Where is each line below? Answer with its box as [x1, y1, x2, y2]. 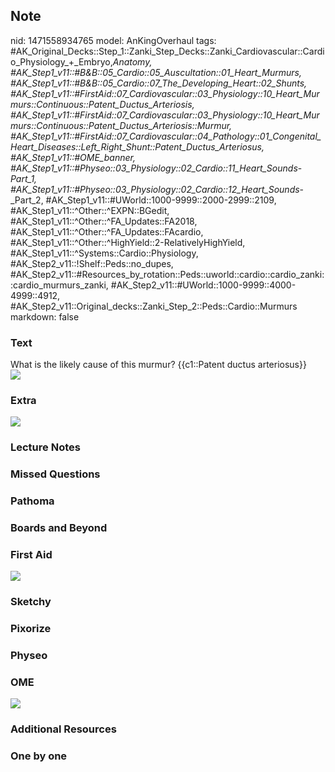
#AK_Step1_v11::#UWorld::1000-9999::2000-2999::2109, [45, 194, 277, 206]
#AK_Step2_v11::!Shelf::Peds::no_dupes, [10, 257, 174, 269]
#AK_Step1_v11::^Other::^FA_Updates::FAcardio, [10, 225, 204, 238]
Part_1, [10, 172, 38, 184]
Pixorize [10, 622, 52, 636]
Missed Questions [10, 467, 101, 481]
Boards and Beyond [10, 521, 108, 535]
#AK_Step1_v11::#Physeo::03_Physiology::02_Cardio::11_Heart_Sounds [10, 162, 298, 174]
